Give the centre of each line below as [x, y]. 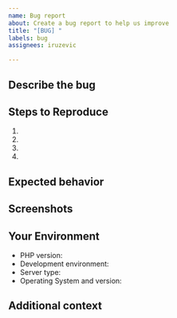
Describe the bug [52, 85]
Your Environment [54, 236]
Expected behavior [56, 182]
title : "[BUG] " [35, 30]
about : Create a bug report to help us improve [89, 23]
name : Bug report [37, 16]
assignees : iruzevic [43, 46]
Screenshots [41, 209]
